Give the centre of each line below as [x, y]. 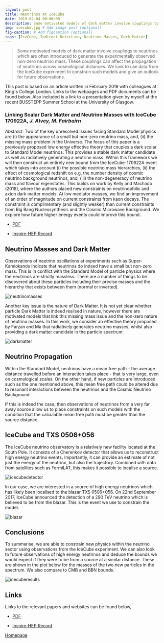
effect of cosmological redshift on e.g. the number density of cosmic [74, 173]
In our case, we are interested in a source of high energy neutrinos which [79, 487]
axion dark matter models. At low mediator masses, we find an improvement [82, 194]
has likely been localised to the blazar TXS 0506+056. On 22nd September [81, 492]
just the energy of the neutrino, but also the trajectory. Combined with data [81, 462]
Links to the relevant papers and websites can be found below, [68, 607]
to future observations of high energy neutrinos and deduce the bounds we [81, 554]
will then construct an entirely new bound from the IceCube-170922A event [81, 163]
